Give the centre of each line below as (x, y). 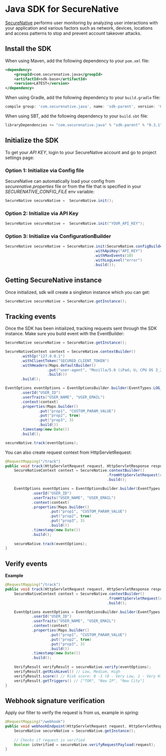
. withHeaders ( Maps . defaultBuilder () (58, 365)
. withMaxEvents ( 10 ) (114, 256)
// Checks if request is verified (49, 740)
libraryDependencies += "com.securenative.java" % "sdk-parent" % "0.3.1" (84, 125)
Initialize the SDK (32, 140)
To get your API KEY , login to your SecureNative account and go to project (81, 152)
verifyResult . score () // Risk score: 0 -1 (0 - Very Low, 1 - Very (85, 676)
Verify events (26, 564)
